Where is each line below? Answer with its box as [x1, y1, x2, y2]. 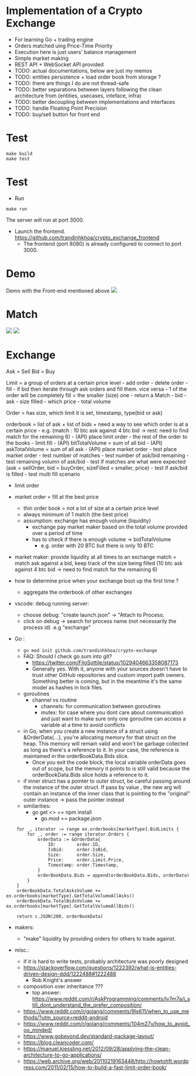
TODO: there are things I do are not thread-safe [14, 79, 129, 86]
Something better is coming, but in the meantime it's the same [32, 678, 183, 685]
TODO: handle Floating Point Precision [14, 104, 107, 111]
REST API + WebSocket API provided [14, 60, 104, 68]
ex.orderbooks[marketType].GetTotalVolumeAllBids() [6, 903, 135, 909]
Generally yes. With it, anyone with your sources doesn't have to [32, 665, 188, 672]
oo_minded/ [23, 1026, 53, 1033]
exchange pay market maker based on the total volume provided [32, 523, 188, 530]
